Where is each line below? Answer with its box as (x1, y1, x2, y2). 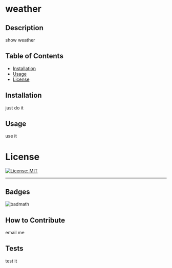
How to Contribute (5, 216, 66, 225)
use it (5, 133, 17, 139)
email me (5, 230, 25, 235)
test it (5, 258, 17, 264)
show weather (5, 37, 35, 43)
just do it (5, 104, 24, 110)
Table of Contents (5, 52, 64, 60)
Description (5, 24, 44, 32)
